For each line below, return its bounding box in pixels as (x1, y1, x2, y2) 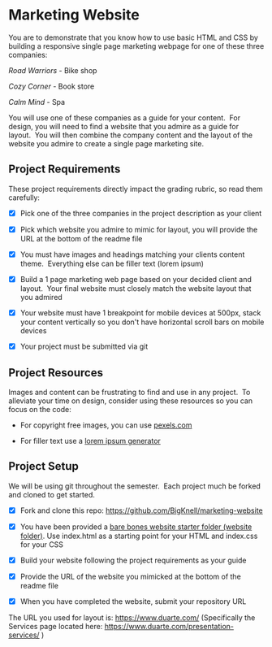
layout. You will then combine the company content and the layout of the (8, 130, 253, 140)
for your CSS (19, 539, 63, 549)
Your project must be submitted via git (19, 341, 149, 351)
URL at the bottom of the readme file (19, 233, 143, 243)
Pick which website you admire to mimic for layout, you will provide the (19, 224, 258, 234)
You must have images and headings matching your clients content (19, 250, 245, 259)
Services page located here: (8, 622, 103, 632)
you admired (19, 293, 63, 302)
